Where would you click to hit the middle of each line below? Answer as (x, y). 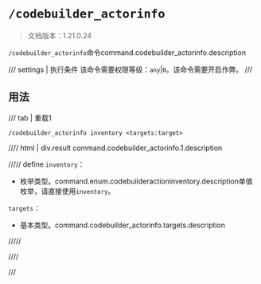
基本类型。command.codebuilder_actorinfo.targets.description (122, 225)
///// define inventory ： (47, 164)
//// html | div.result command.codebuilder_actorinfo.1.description (115, 148)
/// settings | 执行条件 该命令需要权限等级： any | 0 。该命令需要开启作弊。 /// (130, 69)
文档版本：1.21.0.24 (60, 35)
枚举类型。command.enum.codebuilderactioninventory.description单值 (136, 181)
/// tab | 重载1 (30, 117)
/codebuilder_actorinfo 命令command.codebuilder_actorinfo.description (127, 52)
